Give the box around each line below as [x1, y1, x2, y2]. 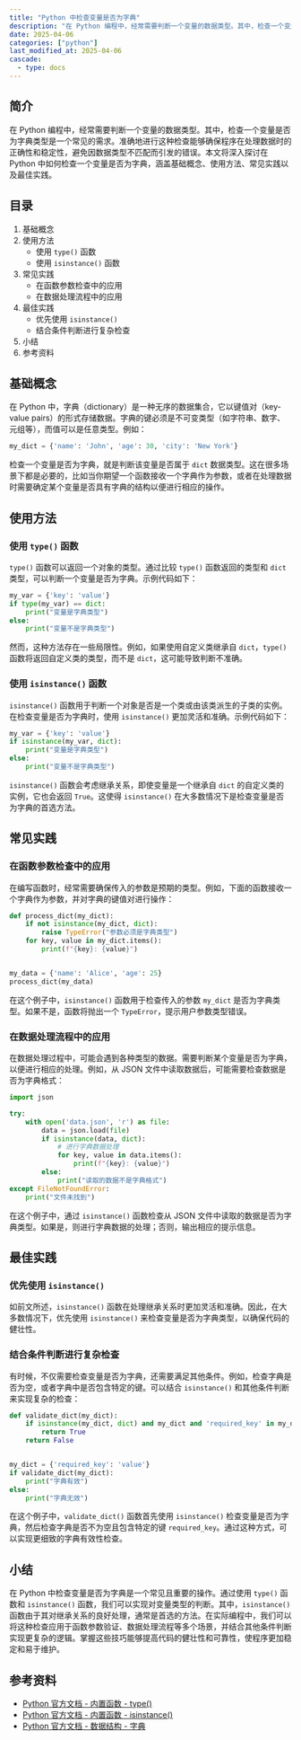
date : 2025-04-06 [9, 30, 74, 39]
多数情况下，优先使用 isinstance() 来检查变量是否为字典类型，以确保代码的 [9, 1312, 289, 1323]
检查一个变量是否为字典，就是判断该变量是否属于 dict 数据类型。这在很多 [9, 459, 281, 470]
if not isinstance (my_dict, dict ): [25, 920, 159, 929]
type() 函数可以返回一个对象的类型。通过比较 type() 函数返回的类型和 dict [9, 561, 287, 572]
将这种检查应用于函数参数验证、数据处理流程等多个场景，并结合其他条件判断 [9, 1621, 292, 1632]
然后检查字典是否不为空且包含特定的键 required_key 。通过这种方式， [24, 1522, 279, 1532]
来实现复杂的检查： [9, 1393, 81, 1404]
